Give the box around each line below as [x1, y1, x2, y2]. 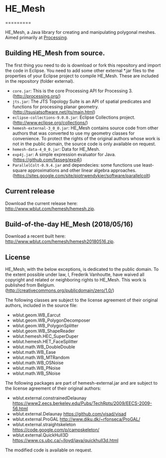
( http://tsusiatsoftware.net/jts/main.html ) [12, 109, 95, 115]
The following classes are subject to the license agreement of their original [5, 297, 158, 303]
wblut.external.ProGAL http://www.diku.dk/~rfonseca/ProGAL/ [12, 416, 141, 422]
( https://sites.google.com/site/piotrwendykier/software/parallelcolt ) [12, 173, 151, 179]
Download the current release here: [5, 200, 78, 206]
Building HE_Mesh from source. [5, 49, 105, 57]
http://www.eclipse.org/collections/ [14, 119, 86, 125]
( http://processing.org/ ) [12, 93, 61, 99]
